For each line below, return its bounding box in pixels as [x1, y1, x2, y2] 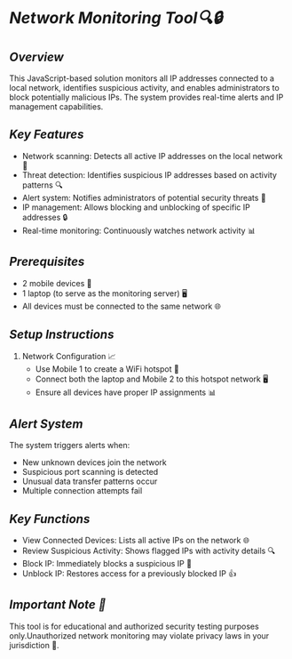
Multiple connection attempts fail [21, 486, 143, 496]
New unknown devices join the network [21, 457, 167, 468]
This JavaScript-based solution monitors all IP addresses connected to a [9, 73, 275, 84]
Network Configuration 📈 [21, 351, 117, 362]
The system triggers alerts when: [9, 440, 130, 451]
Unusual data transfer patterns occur [21, 476, 158, 486]
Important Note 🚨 [9, 598, 107, 613]
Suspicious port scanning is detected [21, 467, 159, 478]
